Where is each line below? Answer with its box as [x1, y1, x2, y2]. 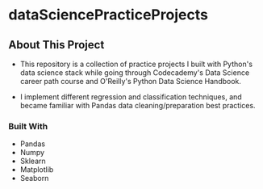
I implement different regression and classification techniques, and [19, 92, 242, 102]
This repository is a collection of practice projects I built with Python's [19, 59, 253, 69]
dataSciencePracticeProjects [8, 6, 208, 24]
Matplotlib [19, 165, 54, 174]
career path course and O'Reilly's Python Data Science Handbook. [19, 77, 242, 86]
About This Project [8, 38, 105, 52]
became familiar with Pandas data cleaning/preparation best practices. [19, 101, 256, 110]
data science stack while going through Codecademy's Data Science [19, 68, 250, 78]
